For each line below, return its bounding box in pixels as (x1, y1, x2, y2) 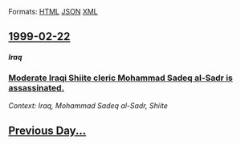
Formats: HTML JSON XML (8, 7, 98, 16)
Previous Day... (8, 124, 87, 138)
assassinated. (8, 83, 65, 94)
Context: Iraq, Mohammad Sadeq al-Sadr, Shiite (8, 100, 169, 111)
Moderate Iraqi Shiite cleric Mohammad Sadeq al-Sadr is (8, 72, 233, 83)
